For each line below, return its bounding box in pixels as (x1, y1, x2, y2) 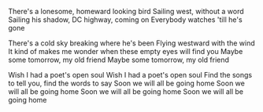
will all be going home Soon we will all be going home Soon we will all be (8, 87, 244, 96)
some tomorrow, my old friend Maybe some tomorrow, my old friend (8, 55, 230, 64)
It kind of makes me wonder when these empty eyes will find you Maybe (8, 47, 243, 56)
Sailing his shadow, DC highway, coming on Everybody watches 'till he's (8, 15, 243, 24)
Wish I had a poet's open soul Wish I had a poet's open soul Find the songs (8, 70, 253, 79)
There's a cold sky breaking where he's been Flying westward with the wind (8, 38, 255, 48)
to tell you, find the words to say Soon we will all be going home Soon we (8, 78, 246, 88)
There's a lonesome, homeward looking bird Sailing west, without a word (8, 7, 244, 16)
